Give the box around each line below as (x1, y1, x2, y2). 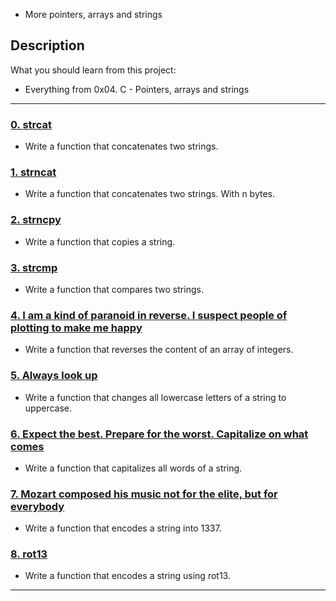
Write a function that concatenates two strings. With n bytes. (24, 188, 276, 200)
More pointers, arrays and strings (24, 9, 163, 20)
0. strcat (10, 117, 53, 131)
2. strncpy (10, 213, 62, 227)
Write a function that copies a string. (24, 235, 176, 248)
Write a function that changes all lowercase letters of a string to (24, 391, 287, 403)
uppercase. (24, 402, 73, 414)
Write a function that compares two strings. (24, 284, 204, 295)
